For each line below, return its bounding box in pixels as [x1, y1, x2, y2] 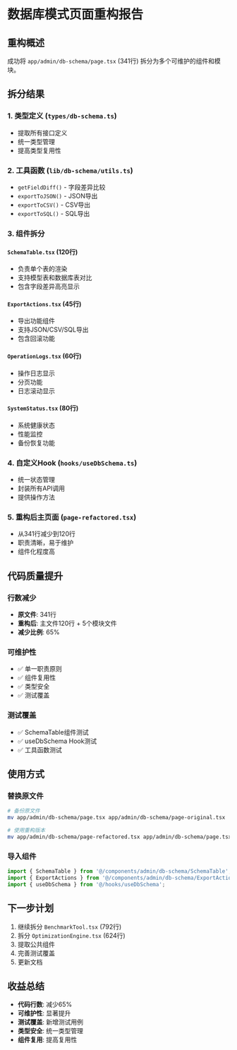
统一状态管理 [17, 476, 55, 484]
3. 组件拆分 [7, 229, 45, 239]
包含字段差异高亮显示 [17, 282, 80, 291]
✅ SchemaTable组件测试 [17, 728, 90, 736]
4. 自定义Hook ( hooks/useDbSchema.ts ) [7, 458, 138, 468]
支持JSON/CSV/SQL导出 [17, 325, 89, 334]
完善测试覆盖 [17, 948, 55, 957]
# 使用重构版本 [7, 827, 46, 834]
